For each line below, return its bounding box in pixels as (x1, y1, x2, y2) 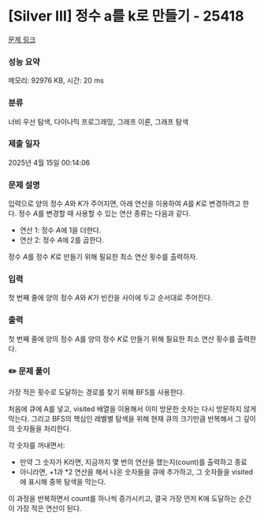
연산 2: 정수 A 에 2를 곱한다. (19, 236, 105, 245)
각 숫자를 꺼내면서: (8, 440, 65, 450)
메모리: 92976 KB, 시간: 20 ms (8, 76, 104, 85)
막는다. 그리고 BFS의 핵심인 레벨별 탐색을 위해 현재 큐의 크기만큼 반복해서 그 (8, 414, 242, 424)
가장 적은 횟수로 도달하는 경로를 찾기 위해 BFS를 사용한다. (8, 388, 185, 397)
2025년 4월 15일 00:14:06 (8, 158, 91, 167)
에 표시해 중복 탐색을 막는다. (19, 477, 106, 487)
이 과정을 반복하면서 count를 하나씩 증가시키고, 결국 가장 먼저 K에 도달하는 (8, 494, 237, 503)
